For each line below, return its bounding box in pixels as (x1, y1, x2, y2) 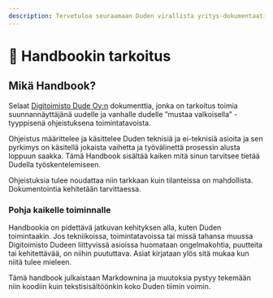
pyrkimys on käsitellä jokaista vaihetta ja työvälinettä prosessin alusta (8, 142, 241, 152)
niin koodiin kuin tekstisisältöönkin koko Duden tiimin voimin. (8, 281, 211, 291)
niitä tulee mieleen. (8, 257, 71, 266)
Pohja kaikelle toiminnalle (8, 204, 111, 215)
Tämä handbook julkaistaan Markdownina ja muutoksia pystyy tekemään (8, 273, 252, 283)
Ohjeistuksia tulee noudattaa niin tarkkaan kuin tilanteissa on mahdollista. (8, 175, 253, 185)
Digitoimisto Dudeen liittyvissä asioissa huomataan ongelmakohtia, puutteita (8, 240, 262, 249)
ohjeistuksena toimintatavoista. (47, 118, 152, 127)
